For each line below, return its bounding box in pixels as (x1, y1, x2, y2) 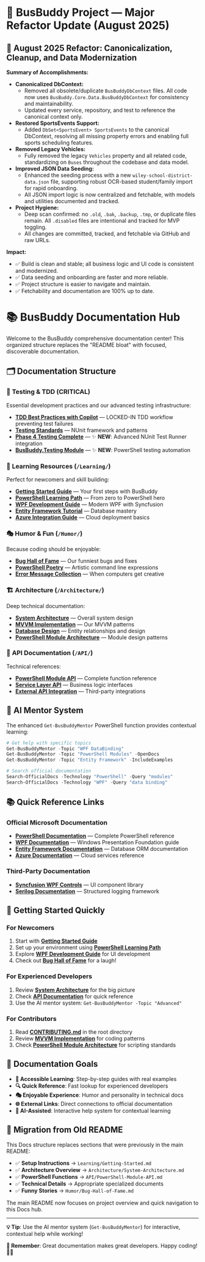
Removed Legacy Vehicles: (15, 146, 86, 152)
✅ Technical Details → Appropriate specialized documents (15, 1180, 164, 1187)
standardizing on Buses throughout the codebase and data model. (24, 158, 189, 166)
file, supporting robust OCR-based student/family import (50, 178, 193, 185)
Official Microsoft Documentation (6, 818, 108, 827)
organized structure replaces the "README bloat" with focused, (6, 341, 167, 348)
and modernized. (15, 267, 59, 274)
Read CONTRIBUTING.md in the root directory (15, 1028, 133, 1036)
